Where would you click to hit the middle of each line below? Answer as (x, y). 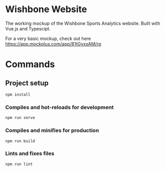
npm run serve (20, 118)
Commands (30, 65)
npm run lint (19, 164)
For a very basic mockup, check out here (48, 38)
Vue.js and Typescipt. (28, 28)
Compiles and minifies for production (52, 131)
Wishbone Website (46, 9)
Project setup (27, 83)
